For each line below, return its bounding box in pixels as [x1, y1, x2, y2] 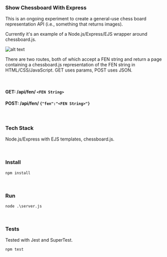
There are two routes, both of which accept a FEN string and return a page [5, 56, 162, 62]
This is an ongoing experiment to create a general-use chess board [5, 16, 147, 22]
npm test [5, 247, 24, 252]
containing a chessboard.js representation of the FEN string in [5, 62, 136, 68]
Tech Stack [5, 125, 34, 132]
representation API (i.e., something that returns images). [5, 21, 123, 27]
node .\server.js [5, 203, 42, 208]
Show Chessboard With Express [5, 4, 87, 11]
